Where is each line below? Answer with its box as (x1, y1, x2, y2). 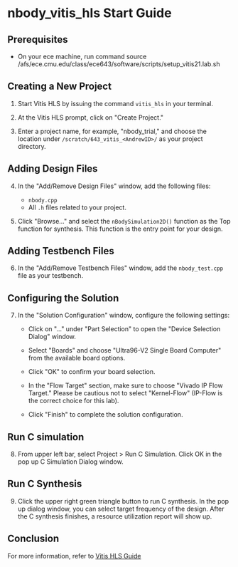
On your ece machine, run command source (17, 52, 147, 61)
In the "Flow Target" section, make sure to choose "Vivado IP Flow (28, 381, 223, 390)
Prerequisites (7, 33, 68, 46)
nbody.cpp (28, 197, 58, 204)
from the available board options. (28, 354, 126, 363)
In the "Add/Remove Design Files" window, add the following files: (17, 182, 211, 190)
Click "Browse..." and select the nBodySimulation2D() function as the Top (17, 217, 231, 225)
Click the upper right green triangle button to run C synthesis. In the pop (17, 496, 229, 505)
